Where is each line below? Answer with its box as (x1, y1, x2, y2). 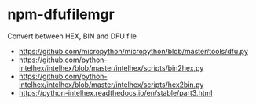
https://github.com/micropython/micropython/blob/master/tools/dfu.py (18, 46, 249, 56)
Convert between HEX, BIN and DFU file (7, 31, 137, 41)
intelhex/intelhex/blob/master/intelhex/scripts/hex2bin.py (18, 80, 204, 89)
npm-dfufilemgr (7, 5, 115, 24)
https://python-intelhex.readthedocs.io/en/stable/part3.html (18, 88, 213, 97)
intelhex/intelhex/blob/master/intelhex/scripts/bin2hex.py (18, 63, 204, 72)
